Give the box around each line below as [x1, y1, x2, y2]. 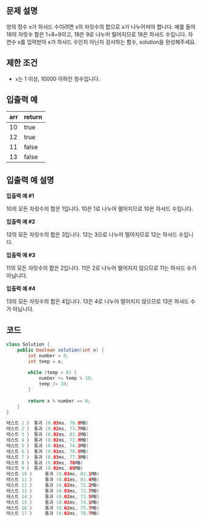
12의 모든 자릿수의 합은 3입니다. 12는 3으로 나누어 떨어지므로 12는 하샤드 [6, 231, 178, 238]
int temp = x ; [28, 358, 64, 365]
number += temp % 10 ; [38, 376, 94, 382]
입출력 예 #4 [6, 285, 36, 292]
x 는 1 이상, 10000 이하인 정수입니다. [15, 75, 101, 82]
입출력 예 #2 [6, 218, 36, 225]
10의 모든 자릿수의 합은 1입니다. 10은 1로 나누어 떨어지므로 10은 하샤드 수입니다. [6, 205, 193, 213]
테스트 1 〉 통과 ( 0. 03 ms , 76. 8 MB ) [6, 420, 89, 427]
